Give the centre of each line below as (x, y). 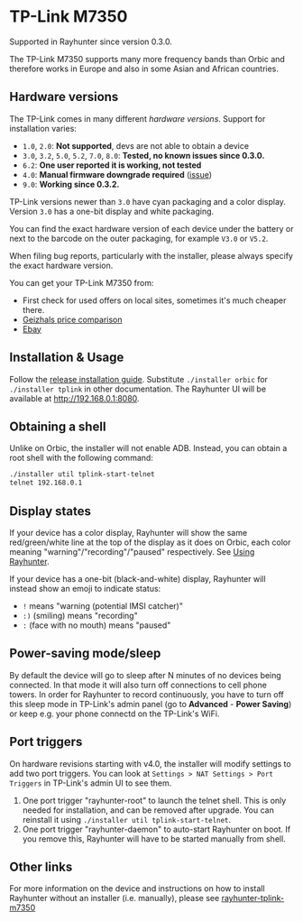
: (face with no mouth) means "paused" (96, 625)
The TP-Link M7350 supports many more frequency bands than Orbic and (147, 59)
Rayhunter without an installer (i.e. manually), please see (115, 898)
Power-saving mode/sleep (85, 654)
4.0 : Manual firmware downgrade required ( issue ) (117, 174)
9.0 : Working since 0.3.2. (71, 184)
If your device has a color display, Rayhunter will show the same (129, 532)
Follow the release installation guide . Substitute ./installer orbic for (139, 379)
